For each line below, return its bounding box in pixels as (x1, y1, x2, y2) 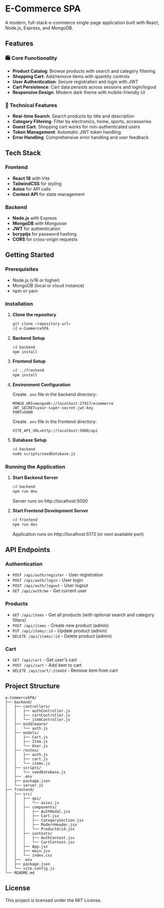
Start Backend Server (12, 475, 58, 481)
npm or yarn (12, 288, 38, 294)
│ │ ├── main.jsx (5, 848, 50, 853)
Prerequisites (5, 266, 38, 273)
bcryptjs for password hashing (12, 231, 76, 237)
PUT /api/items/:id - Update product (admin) (12, 627, 107, 633)
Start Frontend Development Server (12, 507, 88, 513)
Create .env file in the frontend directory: (12, 419, 97, 425)
